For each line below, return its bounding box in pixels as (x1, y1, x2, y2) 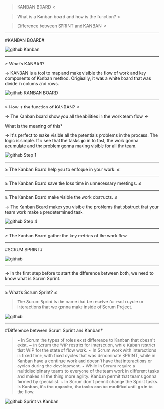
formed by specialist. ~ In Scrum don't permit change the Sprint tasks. (17, 379, 159, 384)
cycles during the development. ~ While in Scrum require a (17, 363, 136, 368)
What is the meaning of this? (5, 123, 62, 129)
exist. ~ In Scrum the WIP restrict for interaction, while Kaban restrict (17, 342, 155, 348)
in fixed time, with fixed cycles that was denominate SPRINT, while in (17, 353, 156, 358)
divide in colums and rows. (5, 81, 59, 86)
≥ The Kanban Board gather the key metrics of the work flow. (5, 233, 128, 238)
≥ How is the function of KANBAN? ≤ (5, 104, 79, 109)
